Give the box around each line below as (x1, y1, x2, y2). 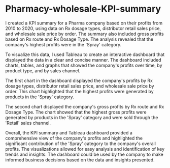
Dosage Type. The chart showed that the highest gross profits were (5, 109, 147, 115)
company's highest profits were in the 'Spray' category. (5, 41, 122, 47)
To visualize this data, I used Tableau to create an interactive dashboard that (5, 51, 165, 58)
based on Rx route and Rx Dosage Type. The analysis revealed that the (5, 36, 154, 42)
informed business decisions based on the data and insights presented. (5, 156, 155, 163)
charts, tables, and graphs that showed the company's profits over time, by (5, 62, 162, 68)
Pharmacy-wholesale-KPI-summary (5, 3, 161, 15)
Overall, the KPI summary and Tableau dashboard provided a (5, 129, 133, 135)
